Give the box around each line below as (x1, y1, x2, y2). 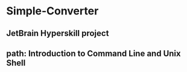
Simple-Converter (6, 4, 99, 18)
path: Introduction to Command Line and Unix (6, 48, 181, 58)
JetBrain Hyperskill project (6, 28, 109, 38)
